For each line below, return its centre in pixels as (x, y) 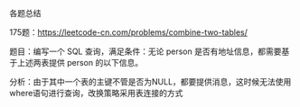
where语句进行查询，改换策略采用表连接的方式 (96, 93)
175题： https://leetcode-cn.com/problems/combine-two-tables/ (129, 32)
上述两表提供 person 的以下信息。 (80, 62)
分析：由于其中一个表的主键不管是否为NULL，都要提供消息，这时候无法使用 (150, 82)
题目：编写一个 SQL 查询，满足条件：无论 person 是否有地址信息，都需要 (145, 51)
